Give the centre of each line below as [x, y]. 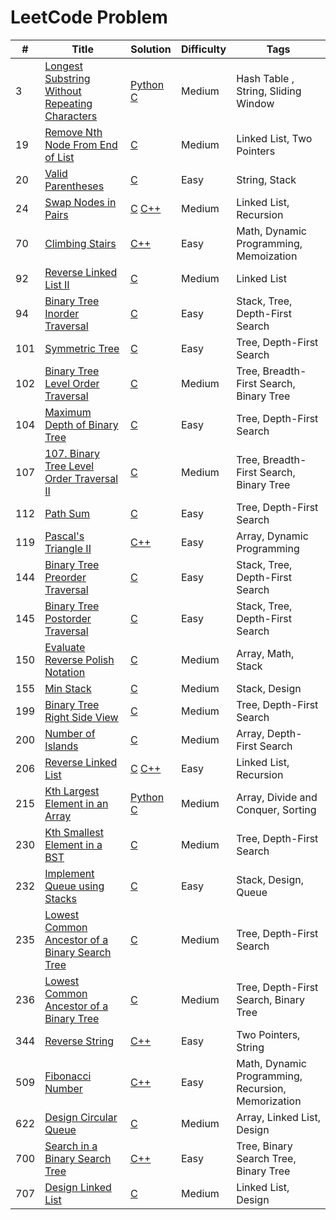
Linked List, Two [274, 138]
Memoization [267, 256]
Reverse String [79, 1041]
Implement [69, 873]
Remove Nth [73, 132]
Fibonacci [68, 1076]
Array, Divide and [277, 797]
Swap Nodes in [80, 202]
